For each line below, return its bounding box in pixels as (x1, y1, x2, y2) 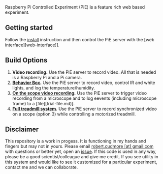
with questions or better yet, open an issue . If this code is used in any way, (5, 148, 157, 154)
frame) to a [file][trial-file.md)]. (12, 100, 75, 106)
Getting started (5, 24, 53, 32)
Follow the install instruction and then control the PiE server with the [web (5, 36, 155, 42)
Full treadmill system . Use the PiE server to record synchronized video (12, 106, 157, 112)
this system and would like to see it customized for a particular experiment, (5, 159, 158, 165)
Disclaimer (5, 125, 39, 134)
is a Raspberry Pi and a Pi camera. (12, 74, 82, 80)
